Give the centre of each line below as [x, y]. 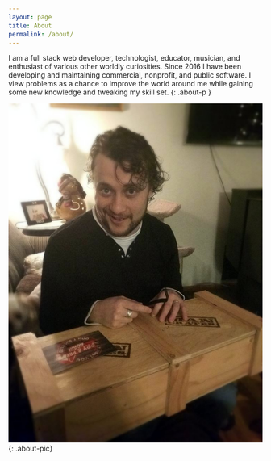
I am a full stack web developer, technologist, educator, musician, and [124, 58]
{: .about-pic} [31, 449]
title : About [30, 25]
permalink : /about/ [41, 34]
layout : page [30, 17]
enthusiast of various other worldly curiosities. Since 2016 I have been [125, 67]
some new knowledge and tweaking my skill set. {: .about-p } [110, 92]
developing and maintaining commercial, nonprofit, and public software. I [130, 75]
